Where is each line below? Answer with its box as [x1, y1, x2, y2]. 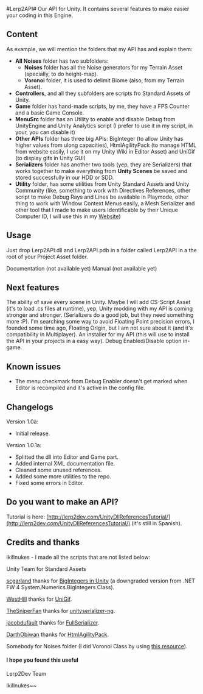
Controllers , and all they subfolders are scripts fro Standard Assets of [15, 90, 190, 97]
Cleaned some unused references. [15, 466, 102, 474]
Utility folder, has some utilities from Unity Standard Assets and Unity [15, 180, 190, 188]
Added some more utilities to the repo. [15, 473, 111, 480]
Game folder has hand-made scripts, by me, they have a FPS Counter [15, 102, 190, 110]
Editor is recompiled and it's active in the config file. [15, 384, 145, 392]
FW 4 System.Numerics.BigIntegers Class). [6, 583, 115, 590]
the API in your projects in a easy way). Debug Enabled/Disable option [6, 338, 182, 345]
